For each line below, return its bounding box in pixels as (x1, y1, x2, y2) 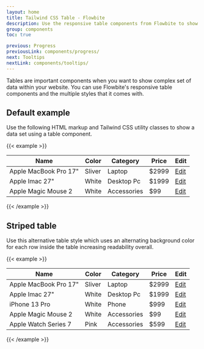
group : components (6, 26, 53, 33)
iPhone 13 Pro (9, 300, 51, 309)
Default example (6, 108, 70, 118)
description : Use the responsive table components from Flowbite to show (6, 20, 199, 26)
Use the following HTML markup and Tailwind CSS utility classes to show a (6, 124, 195, 131)
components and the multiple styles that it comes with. (6, 90, 144, 97)
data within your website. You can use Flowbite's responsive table (6, 83, 173, 91)
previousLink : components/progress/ (6, 48, 100, 55)
